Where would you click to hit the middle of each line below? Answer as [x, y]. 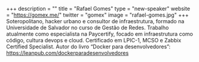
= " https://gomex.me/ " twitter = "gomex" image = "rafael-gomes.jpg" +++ [98, 15]
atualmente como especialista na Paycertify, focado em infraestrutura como [99, 34]
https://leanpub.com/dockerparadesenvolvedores [68, 53]
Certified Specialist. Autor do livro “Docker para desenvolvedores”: [88, 46]
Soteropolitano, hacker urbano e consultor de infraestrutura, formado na [95, 21]
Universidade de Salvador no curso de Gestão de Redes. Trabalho [88, 27]
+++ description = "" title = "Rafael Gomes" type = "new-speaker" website [98, 9]
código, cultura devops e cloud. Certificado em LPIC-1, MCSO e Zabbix [94, 40]
